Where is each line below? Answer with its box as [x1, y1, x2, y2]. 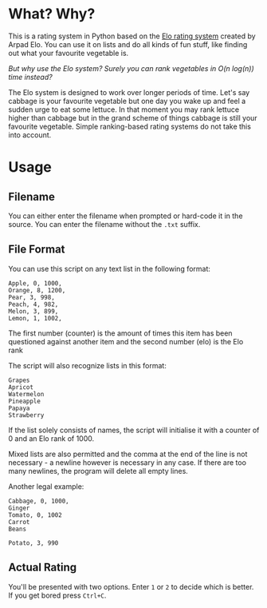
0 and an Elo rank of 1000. [8, 433, 95, 443]
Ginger [8, 504, 30, 512]
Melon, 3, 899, [8, 307, 59, 316]
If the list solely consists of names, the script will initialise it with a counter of [8, 425, 260, 435]
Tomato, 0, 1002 [8, 511, 62, 519]
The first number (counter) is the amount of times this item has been [8, 328, 233, 338]
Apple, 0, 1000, [8, 279, 62, 288]
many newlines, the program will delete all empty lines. [8, 466, 189, 475]
